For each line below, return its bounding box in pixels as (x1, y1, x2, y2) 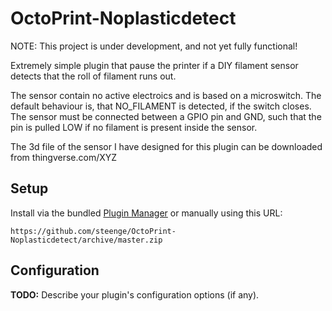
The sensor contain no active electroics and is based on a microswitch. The (10, 89, 322, 101)
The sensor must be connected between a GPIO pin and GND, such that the (10, 110, 322, 122)
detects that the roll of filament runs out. (10, 70, 177, 82)
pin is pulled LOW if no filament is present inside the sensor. (10, 121, 258, 133)
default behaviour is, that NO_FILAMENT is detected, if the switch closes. (10, 100, 312, 112)
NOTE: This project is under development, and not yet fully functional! (10, 40, 298, 52)
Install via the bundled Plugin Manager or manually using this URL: (10, 207, 283, 219)
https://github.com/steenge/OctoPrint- (10, 226, 177, 236)
